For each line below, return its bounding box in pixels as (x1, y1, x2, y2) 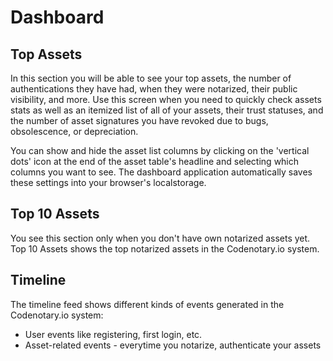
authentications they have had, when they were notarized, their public (10, 83, 298, 95)
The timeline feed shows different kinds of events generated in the (10, 298, 285, 310)
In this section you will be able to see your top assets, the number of (10, 72, 292, 84)
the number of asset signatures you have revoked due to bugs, (10, 115, 269, 126)
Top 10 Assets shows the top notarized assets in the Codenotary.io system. (10, 242, 320, 255)
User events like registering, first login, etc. (24, 328, 203, 340)
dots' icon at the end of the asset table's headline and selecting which (10, 156, 300, 167)
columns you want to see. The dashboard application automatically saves (10, 166, 313, 178)
